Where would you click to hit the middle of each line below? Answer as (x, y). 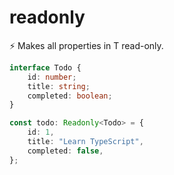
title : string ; (59, 86)
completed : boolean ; (70, 96)
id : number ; (52, 77)
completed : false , (65, 151)
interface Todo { (45, 67)
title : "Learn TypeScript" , (85, 142)
